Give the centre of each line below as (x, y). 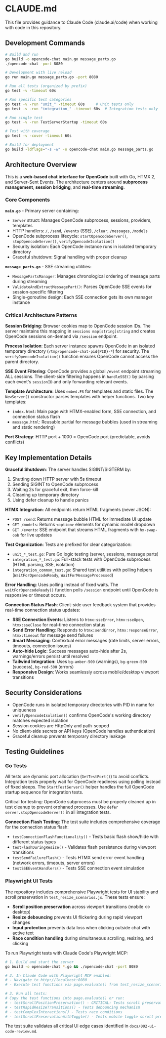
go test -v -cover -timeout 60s (38, 136)
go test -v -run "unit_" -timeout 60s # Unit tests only (69, 104)
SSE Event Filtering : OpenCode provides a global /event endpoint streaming (83, 372)
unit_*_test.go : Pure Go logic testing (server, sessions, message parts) (85, 554)
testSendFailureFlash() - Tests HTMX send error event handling (78, 858)
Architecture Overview (41, 165)
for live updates (36, 535)
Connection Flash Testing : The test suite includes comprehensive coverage (83, 822)
